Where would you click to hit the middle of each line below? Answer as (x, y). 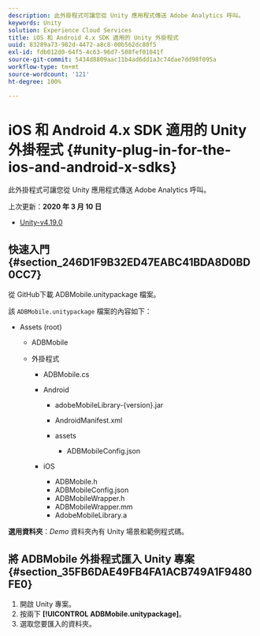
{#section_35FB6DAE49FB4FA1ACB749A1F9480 (130, 572)
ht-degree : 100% (35, 81)
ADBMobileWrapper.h (90, 499)
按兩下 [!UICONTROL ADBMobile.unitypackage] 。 (103, 614)
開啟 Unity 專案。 (48, 604)
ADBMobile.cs (66, 374)
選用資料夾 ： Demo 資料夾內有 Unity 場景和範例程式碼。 (98, 532)
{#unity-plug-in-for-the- (149, 150)
